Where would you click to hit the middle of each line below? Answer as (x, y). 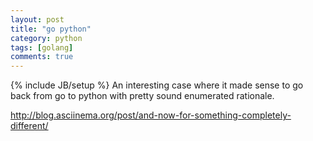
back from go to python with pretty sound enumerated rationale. (142, 96)
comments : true (42, 57)
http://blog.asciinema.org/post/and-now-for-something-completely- (151, 115)
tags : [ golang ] (42, 47)
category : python (46, 38)
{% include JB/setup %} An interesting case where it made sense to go (157, 85)
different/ (29, 126)
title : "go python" (51, 29)
